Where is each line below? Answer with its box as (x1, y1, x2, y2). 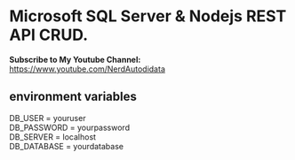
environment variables (9, 89, 138, 104)
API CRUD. (9, 25, 89, 45)
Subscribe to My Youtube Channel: (9, 54, 141, 65)
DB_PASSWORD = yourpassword (9, 122, 131, 133)
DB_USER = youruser (9, 112, 86, 123)
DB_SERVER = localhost (9, 131, 96, 142)
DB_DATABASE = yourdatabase (9, 141, 124, 151)
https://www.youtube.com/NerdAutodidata (9, 64, 166, 74)
